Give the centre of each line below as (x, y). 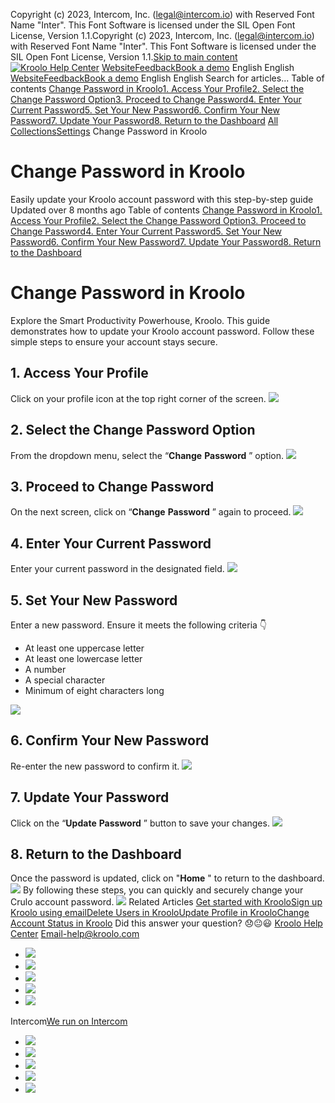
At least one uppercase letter (84, 648)
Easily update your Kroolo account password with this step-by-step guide (162, 199)
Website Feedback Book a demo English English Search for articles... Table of (167, 78)
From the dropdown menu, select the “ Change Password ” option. (147, 455)
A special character (65, 680)
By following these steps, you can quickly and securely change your (163, 890)
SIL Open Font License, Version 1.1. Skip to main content (124, 57)
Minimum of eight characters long (94, 690)
